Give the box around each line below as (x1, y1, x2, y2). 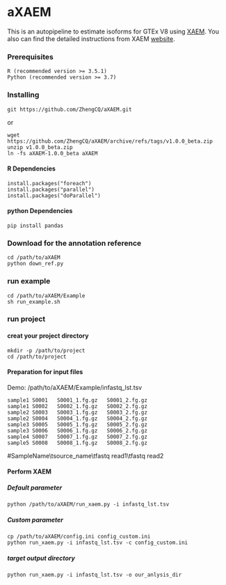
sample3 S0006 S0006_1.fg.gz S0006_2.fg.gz (7, 427, 148, 434)
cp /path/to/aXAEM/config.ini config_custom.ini (7, 533, 151, 540)
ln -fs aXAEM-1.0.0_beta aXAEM (7, 150, 98, 157)
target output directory (7, 554, 75, 562)
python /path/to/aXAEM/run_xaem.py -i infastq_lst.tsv (7, 501, 170, 508)
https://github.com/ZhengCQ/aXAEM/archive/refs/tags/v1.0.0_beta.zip (7, 137, 213, 145)
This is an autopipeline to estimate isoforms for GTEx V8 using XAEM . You (7, 27, 219, 36)
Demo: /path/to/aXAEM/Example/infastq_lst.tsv (7, 383, 143, 391)
